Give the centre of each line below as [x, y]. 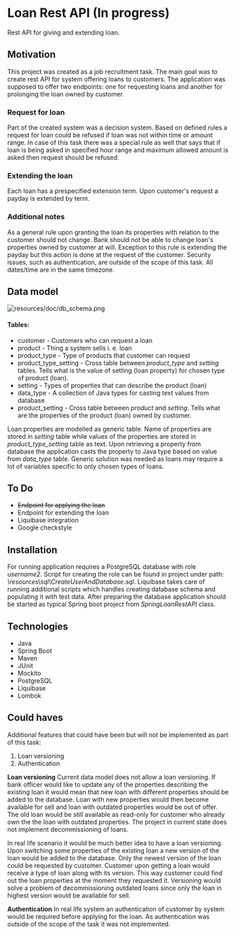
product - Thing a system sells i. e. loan [74, 348]
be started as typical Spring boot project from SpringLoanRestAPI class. [111, 604]
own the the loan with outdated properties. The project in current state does [117, 822]
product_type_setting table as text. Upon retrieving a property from [104, 444]
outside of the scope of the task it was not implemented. [89, 924]
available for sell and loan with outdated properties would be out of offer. [112, 807]
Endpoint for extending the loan [63, 513]
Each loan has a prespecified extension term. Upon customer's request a [113, 191]
